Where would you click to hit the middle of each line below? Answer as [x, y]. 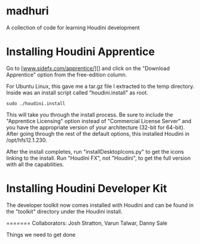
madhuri [28, 11]
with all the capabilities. [35, 164]
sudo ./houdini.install [36, 103]
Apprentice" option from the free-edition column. [67, 74]
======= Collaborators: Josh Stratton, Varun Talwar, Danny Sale [87, 223]
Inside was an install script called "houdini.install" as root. [77, 92]
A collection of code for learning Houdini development [73, 28]
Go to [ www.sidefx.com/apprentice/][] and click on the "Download [88, 68]
